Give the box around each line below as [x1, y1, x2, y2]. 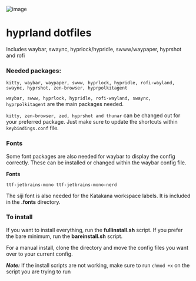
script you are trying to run [6, 268, 71, 275]
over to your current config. [6, 250, 73, 257]
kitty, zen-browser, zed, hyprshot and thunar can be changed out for [6, 112, 181, 119]
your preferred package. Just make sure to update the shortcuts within [6, 118, 178, 125]
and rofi [6, 52, 25, 59]
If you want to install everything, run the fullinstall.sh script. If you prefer [6, 226, 183, 233]
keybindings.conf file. [6, 124, 59, 132]
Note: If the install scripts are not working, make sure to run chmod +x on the [6, 262, 190, 269]
